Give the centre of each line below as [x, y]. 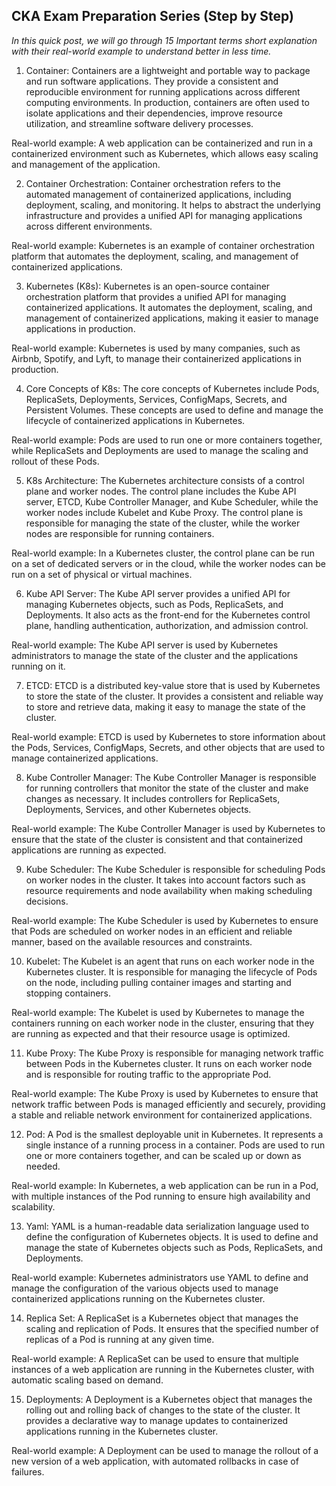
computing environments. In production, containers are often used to [167, 102]
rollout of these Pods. [55, 461]
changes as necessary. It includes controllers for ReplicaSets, [153, 798]
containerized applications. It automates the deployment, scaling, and [169, 307]
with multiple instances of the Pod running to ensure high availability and [161, 1196]
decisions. [47, 901]
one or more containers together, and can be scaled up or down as [163, 1155]
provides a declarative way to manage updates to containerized [157, 1420]
